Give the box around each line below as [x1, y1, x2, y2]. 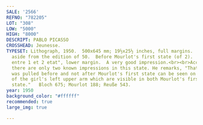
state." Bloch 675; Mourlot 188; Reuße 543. [11, 82, 131, 88]
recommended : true [6, 98, 53, 104]
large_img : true [6, 104, 47, 111]
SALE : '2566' [6, 8, 39, 15]
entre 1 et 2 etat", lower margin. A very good [11, 59, 137, 65]
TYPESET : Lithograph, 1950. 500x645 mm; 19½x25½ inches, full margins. [6, 48, 193, 54]
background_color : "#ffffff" [6, 93, 80, 99]
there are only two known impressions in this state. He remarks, [11, 65, 182, 71]
